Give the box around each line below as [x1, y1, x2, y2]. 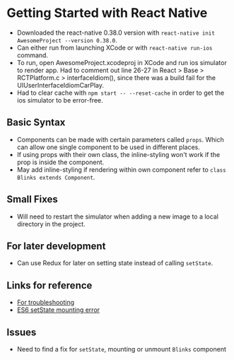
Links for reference [6, 279, 93, 291]
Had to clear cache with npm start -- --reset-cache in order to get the [16, 88, 225, 97]
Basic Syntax [6, 117, 66, 129]
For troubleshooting [16, 298, 75, 307]
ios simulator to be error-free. [16, 95, 103, 104]
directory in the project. [16, 219, 86, 228]
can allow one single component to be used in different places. [16, 143, 201, 151]
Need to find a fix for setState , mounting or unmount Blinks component [16, 345, 227, 353]
